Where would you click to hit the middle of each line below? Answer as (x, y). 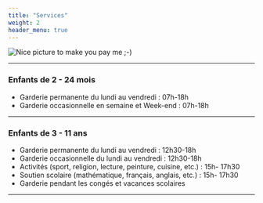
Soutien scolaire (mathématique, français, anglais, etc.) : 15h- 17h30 (129, 175)
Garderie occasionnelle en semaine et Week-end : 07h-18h (114, 105)
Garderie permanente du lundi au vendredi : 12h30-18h (108, 150)
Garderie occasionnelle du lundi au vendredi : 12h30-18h (110, 158)
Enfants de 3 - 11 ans (48, 132)
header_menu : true (38, 30)
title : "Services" (38, 15)
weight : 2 (24, 23)
